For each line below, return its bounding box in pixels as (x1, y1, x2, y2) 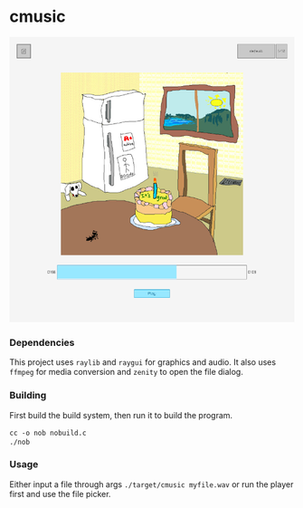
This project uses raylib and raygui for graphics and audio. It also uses (9, 357, 277, 368)
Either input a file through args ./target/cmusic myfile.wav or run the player (9, 478, 294, 490)
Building (9, 389, 47, 402)
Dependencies (9, 336, 75, 349)
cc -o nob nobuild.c (9, 428, 88, 437)
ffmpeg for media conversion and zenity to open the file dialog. (9, 367, 244, 378)
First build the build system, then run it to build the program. (9, 409, 233, 420)
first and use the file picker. (9, 488, 111, 499)
